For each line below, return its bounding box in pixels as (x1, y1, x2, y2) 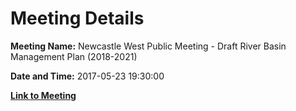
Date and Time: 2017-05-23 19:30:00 (10, 70, 165, 82)
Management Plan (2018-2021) (10, 50, 138, 62)
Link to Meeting (10, 89, 77, 101)
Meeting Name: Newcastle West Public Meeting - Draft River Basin (10, 40, 287, 52)
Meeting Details (10, 7, 145, 30)
